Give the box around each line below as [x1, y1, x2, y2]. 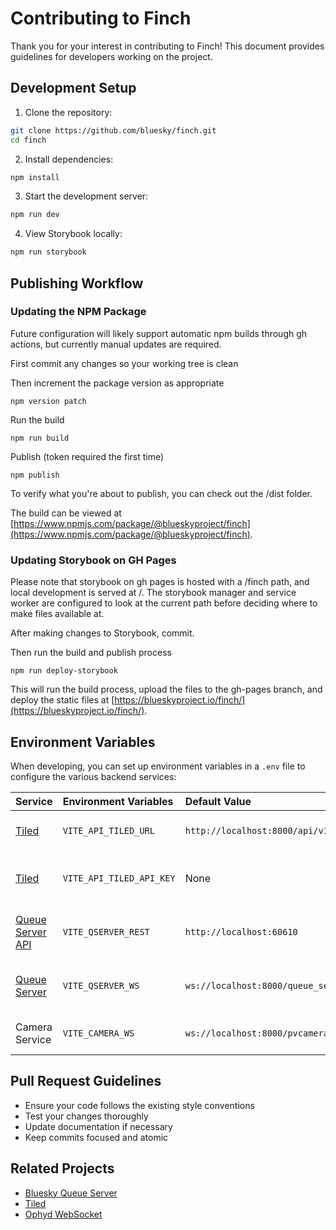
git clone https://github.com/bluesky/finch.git [10, 125, 217, 136]
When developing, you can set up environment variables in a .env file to [10, 760, 306, 772]
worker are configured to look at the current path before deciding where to [10, 597, 318, 609]
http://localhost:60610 [184, 926, 298, 937]
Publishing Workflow [10, 275, 144, 292]
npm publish [10, 470, 60, 480]
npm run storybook [10, 247, 87, 257]
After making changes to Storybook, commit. [10, 627, 195, 639]
